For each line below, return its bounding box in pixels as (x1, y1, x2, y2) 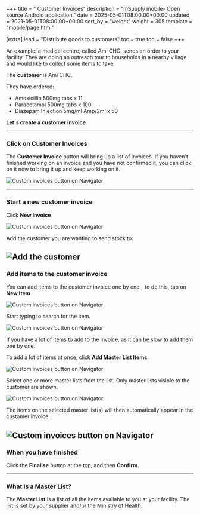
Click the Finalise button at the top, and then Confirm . (6, 461, 140, 468)
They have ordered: (6, 83, 55, 90)
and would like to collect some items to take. (6, 60, 115, 67)
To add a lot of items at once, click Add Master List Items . (6, 354, 149, 361)
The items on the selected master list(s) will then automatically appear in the (6, 406, 193, 414)
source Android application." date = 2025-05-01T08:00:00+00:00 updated (6, 11, 190, 19)
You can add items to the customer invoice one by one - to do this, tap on (6, 283, 186, 290)
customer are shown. (6, 384, 58, 391)
